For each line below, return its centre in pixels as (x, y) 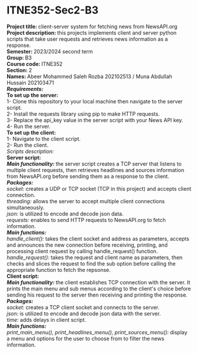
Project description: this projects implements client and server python (92, 32)
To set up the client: (31, 132)
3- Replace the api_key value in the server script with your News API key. (95, 120)
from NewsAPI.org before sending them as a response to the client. (88, 176)
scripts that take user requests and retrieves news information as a (87, 39)
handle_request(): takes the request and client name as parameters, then (95, 257)
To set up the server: (33, 95)
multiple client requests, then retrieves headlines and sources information (95, 170)
